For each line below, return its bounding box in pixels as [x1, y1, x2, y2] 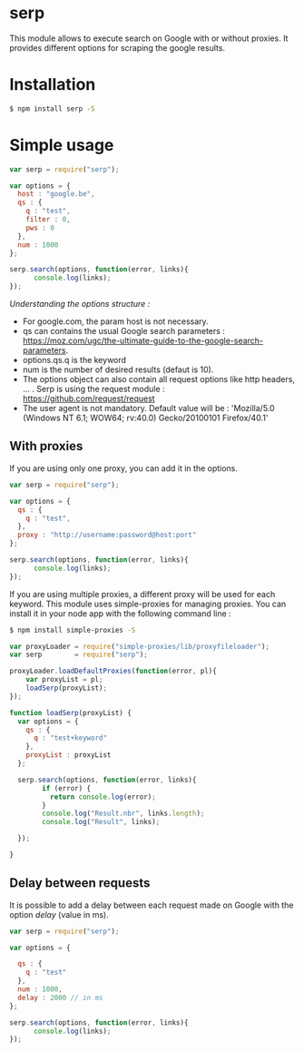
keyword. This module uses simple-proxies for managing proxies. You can [9, 598, 287, 609]
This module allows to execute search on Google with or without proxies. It [9, 33, 289, 44]
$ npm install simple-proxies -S [9, 625, 136, 634]
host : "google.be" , [17, 190, 95, 199]
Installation [9, 74, 96, 95]
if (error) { [42, 783, 92, 792]
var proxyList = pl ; [25, 675, 103, 684]
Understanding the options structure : [9, 299, 151, 310]
